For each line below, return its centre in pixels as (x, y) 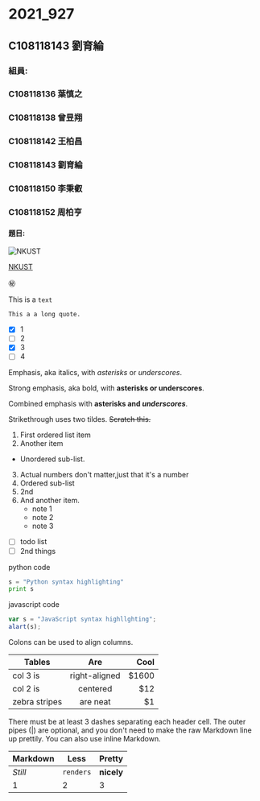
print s (21, 589)
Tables (37, 663)
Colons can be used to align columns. (71, 642)
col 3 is (26, 675)
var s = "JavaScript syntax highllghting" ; (83, 619)
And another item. (50, 501)
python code (29, 567)
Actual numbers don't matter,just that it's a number (104, 475)
